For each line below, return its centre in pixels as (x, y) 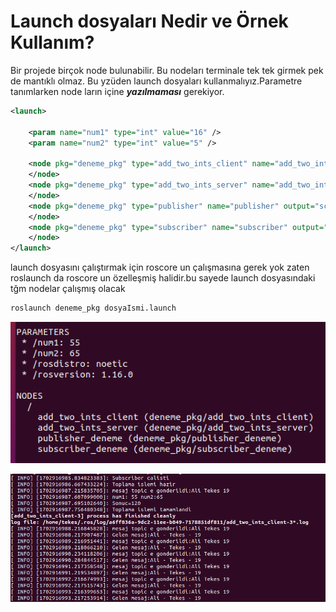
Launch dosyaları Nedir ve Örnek (149, 21)
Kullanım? (52, 42)
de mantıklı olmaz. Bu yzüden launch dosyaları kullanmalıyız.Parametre (156, 81)
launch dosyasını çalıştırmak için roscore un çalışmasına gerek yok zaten (160, 267)
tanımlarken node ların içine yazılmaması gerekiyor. (117, 91)
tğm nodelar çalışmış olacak (68, 289)
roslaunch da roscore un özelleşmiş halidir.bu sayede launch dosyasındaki (163, 278)
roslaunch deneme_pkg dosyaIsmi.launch (93, 308)
